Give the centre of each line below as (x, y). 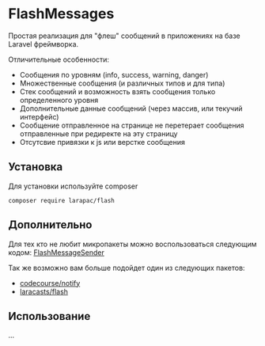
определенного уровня (59, 100)
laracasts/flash (44, 291)
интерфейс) (39, 116)
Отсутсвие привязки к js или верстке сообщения (102, 142)
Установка (36, 167)
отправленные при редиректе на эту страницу (98, 133)
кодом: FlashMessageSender (57, 252)
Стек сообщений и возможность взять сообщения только (117, 91)
